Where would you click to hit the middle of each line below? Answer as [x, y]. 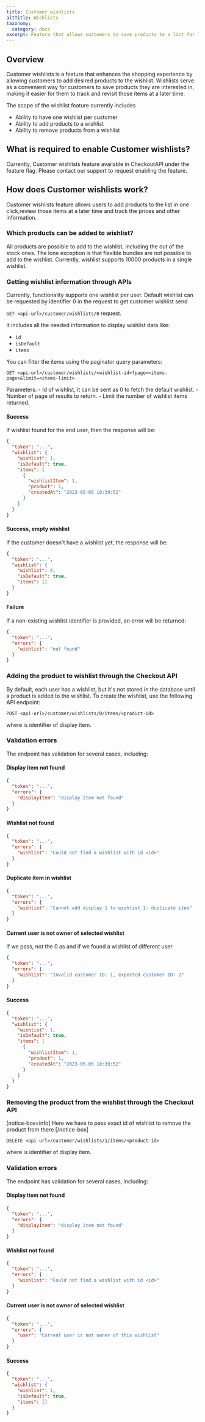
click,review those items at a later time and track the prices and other [93, 211]
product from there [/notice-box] [48, 1130]
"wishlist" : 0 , [37, 571]
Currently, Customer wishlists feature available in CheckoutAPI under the [98, 164]
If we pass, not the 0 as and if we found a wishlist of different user [89, 947]
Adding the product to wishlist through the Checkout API [92, 676]
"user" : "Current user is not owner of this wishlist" [88, 1335]
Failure [15, 607]
